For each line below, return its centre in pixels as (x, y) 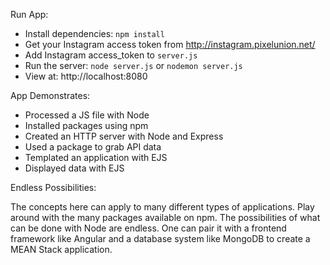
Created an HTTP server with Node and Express (124, 136)
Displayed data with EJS (74, 168)
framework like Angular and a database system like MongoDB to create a (160, 238)
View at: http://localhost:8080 (86, 76)
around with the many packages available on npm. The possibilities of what (165, 217)
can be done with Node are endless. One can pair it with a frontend (148, 228)
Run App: (29, 14)
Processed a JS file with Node (87, 115)
